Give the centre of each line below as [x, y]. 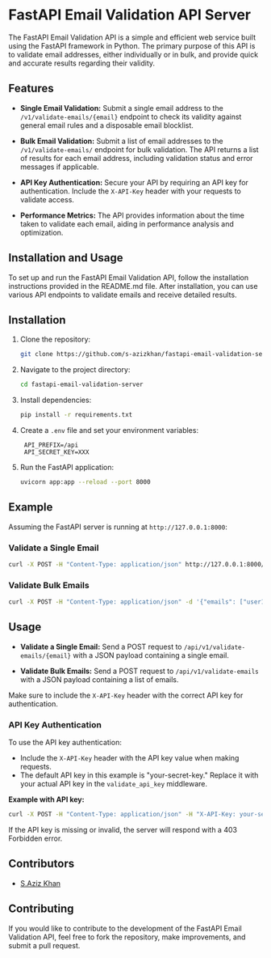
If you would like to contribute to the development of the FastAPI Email [125, 928]
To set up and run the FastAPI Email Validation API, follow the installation [129, 278]
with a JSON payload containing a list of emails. [99, 679]
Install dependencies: [56, 400]
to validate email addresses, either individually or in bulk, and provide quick [133, 54]
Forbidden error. [35, 838]
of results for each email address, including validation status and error [136, 158]
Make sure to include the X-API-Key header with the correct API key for [126, 695]
